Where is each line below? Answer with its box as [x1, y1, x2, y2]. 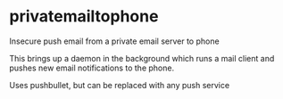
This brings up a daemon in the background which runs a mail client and [9, 53, 275, 63]
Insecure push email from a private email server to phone [9, 36, 221, 46]
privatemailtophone [9, 6, 159, 27]
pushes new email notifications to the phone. [9, 62, 175, 73]
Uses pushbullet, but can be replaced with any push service [9, 79, 230, 90]
